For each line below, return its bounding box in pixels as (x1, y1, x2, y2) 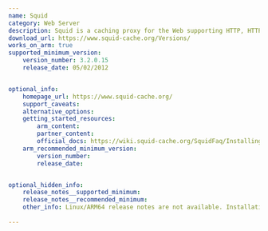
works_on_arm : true (8, 42, 73, 50)
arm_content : (37, 122, 81, 130)
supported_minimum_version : (8, 49, 102, 57)
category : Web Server (8, 19, 81, 27)
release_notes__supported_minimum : (22, 189, 141, 197)
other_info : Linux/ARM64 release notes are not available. (22, 203, 223, 212)
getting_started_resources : (22, 115, 116, 123)
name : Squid (8, 11, 48, 20)
